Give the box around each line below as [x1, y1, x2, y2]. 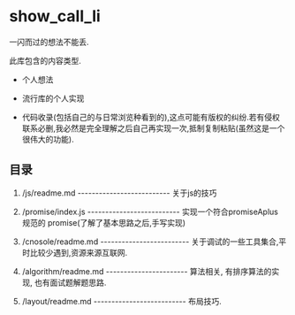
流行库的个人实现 [21, 93, 85, 104]
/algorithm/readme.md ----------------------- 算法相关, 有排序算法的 [21, 265, 272, 276]
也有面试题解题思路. [34, 277, 107, 288]
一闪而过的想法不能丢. [9, 36, 90, 47]
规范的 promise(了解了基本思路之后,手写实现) [21, 217, 186, 227]
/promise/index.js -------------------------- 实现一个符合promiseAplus [21, 206, 278, 217]
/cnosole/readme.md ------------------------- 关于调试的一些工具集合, [21, 236, 279, 247]
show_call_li [9, 6, 102, 27]
